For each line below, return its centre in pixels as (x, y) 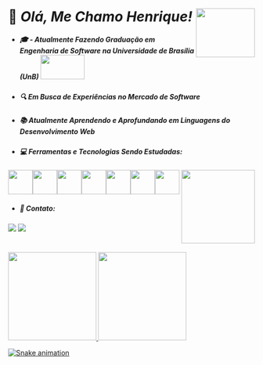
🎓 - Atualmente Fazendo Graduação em (87, 39)
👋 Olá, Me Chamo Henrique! (101, 17)
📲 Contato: (38, 208)
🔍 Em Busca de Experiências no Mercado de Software (110, 97)
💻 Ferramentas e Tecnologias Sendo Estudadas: (101, 151)
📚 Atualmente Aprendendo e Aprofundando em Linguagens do (125, 120)
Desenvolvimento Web (57, 131)
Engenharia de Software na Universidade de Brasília (106, 50)
